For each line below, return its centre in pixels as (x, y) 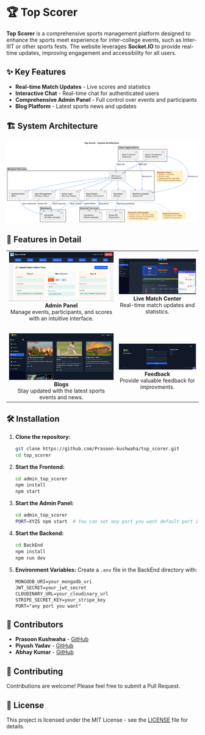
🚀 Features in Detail (44, 240)
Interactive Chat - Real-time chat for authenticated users (87, 93)
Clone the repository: (43, 436)
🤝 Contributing (35, 671)
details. (16, 726)
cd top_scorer (33, 455)
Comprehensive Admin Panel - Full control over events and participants (106, 99)
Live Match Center (157, 299)
